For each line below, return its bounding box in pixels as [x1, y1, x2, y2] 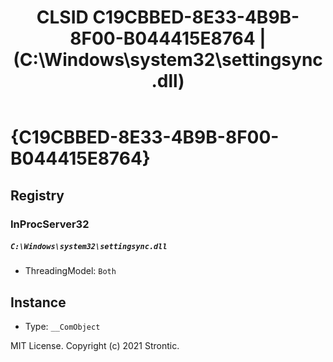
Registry [10, 187, 65, 204]
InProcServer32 [10, 217, 90, 231]
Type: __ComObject [24, 321, 101, 333]
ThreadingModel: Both [24, 265, 117, 277]
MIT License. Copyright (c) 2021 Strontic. [10, 340, 180, 352]
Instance [10, 294, 67, 311]
